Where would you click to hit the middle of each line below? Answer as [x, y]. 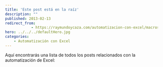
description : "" [21, 14]
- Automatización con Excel [42, 41]
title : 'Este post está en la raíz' [42, 9]
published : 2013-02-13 [28, 18]
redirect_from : [20, 23]
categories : [17, 37]
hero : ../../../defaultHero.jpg [38, 32]
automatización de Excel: [30, 60]
